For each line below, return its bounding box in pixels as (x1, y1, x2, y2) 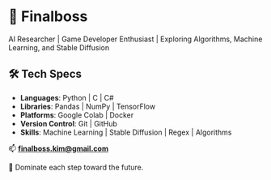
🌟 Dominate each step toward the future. (8, 162, 144, 172)
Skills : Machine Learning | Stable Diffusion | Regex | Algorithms (19, 127, 232, 137)
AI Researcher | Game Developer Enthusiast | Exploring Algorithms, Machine (8, 34, 263, 44)
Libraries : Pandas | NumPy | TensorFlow (19, 101, 156, 111)
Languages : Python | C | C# (19, 92, 115, 102)
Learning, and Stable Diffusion (8, 42, 110, 52)
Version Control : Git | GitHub (19, 118, 117, 128)
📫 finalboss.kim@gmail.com (8, 144, 109, 153)
